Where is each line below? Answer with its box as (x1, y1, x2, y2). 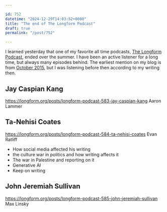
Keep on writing (12, 167, 46, 173)
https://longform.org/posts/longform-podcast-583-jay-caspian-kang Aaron (5, 97, 161, 103)
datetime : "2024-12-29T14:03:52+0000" (5, 16, 87, 22)
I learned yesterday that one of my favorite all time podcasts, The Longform (5, 49, 162, 55)
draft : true (5, 26, 30, 31)
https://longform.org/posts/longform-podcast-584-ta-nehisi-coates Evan (5, 131, 157, 137)
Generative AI (12, 162, 41, 168)
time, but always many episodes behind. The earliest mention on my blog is (5, 59, 161, 65)
